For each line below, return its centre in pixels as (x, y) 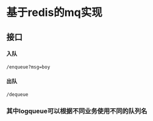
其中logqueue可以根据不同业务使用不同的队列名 (77, 111)
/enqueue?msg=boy (28, 67)
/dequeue (17, 94)
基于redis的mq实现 (54, 13)
